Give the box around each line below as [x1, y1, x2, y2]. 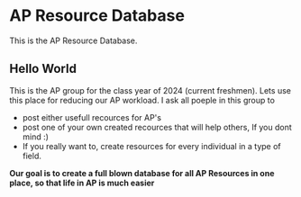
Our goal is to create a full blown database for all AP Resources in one [9, 167, 275, 178]
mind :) [22, 131, 50, 142]
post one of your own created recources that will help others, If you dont [22, 121, 293, 132]
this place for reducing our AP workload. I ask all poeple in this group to [9, 94, 275, 105]
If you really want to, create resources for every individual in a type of [22, 140, 281, 151]
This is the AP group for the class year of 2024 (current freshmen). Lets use [9, 85, 291, 95]
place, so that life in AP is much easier [9, 177, 155, 188]
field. [22, 150, 42, 161]
